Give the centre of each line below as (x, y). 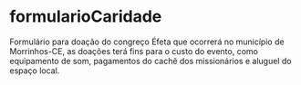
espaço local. (35, 71)
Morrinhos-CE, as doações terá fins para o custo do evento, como (134, 51)
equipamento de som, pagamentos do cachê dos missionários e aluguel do (150, 61)
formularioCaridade (86, 17)
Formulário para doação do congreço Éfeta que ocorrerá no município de (147, 42)
